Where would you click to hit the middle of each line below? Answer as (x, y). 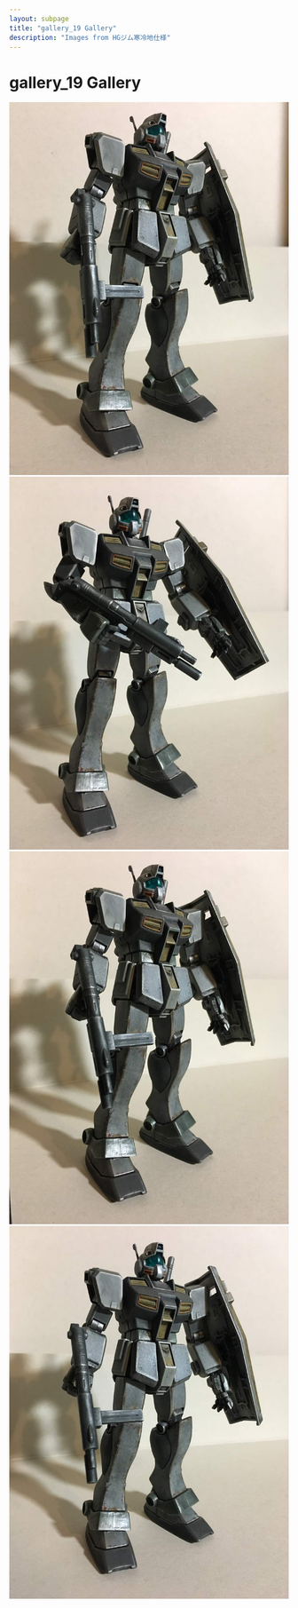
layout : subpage (39, 19)
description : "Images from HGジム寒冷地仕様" (90, 37)
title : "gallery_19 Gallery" (63, 28)
